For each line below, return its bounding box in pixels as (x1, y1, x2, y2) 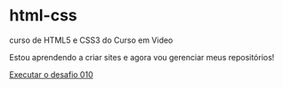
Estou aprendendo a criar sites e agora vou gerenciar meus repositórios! (9, 52, 275, 62)
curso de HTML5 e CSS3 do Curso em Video (9, 35, 174, 45)
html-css (9, 5, 77, 26)
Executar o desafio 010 (9, 68, 93, 80)
